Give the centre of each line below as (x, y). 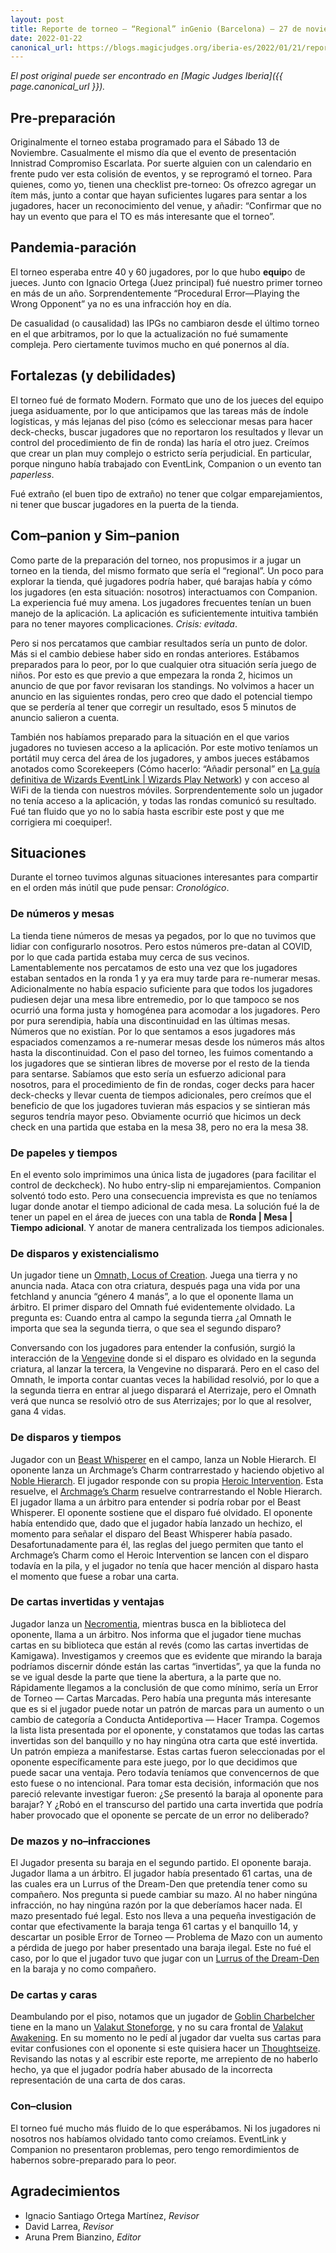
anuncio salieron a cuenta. (65, 717)
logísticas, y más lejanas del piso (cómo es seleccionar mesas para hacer (161, 421)
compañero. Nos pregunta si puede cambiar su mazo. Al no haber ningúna (164, 1895)
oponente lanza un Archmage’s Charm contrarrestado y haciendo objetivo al (167, 1470)
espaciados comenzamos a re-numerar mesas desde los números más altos (167, 1042)
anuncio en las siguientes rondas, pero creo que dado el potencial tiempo (161, 696)
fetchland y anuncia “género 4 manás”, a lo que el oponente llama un (152, 1297)
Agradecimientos (65, 2191)
